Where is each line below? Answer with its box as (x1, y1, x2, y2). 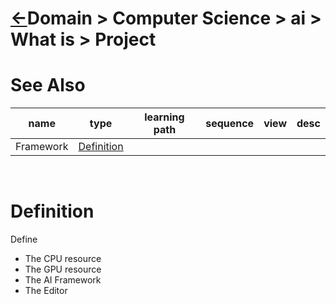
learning (144, 110, 185, 124)
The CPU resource (24, 253, 102, 265)
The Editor (24, 285, 68, 297)
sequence (205, 117, 255, 131)
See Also (10, 74, 86, 97)
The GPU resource (24, 263, 102, 276)
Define (10, 233, 38, 246)
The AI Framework (24, 274, 102, 286)
